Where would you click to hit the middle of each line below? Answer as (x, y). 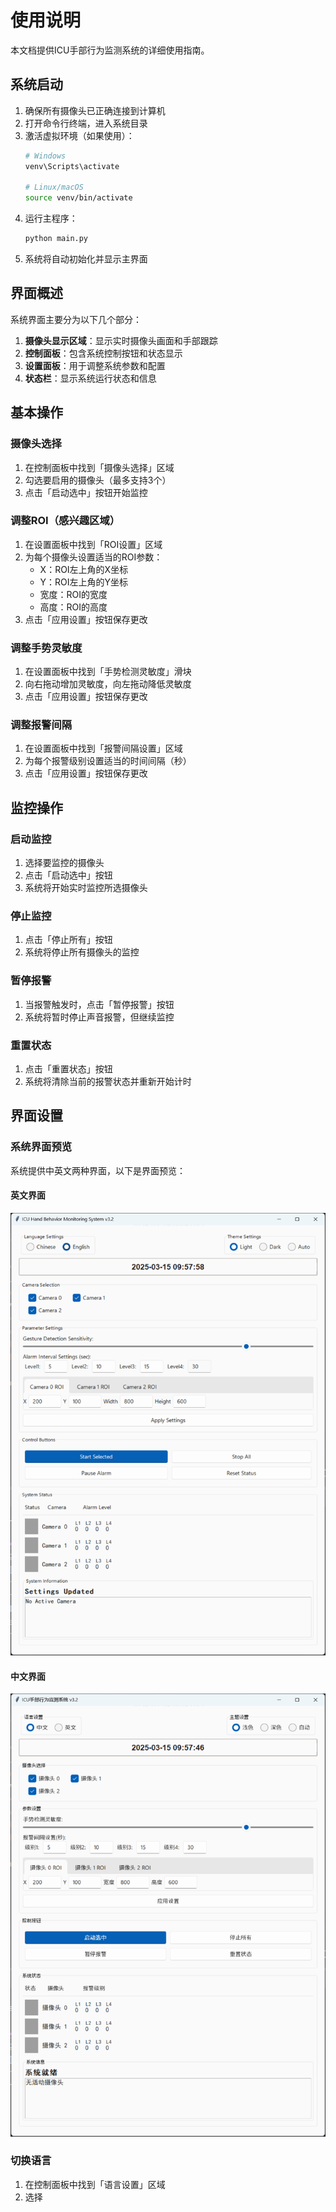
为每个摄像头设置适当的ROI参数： (93, 557)
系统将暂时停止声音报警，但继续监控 (99, 1017)
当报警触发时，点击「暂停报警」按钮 (99, 1004)
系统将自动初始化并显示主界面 (86, 259)
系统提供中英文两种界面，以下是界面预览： (98, 1170)
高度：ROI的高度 (73, 607)
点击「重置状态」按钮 (68, 1068)
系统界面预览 (41, 1147)
